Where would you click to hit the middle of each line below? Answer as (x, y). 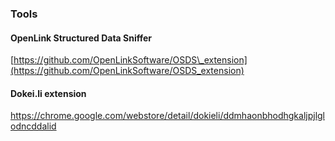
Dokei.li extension (48, 93)
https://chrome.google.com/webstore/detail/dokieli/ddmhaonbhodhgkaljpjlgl (168, 116)
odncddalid (33, 126)
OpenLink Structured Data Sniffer (81, 38)
